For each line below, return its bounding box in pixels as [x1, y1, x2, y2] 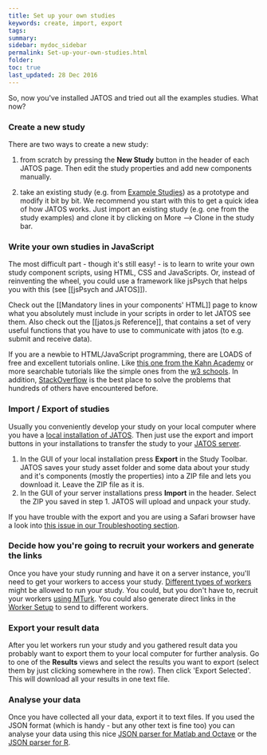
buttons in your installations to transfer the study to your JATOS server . [8, 438, 241, 448]
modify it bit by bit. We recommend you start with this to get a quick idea [19, 196, 259, 205]
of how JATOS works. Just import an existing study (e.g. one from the [19, 204, 249, 214]
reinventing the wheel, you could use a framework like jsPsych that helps [8, 276, 248, 286]
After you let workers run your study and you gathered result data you [8, 640, 238, 650]
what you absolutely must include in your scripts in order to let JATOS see [8, 309, 251, 318]
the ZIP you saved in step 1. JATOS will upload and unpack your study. [19, 496, 251, 506]
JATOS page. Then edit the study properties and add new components [19, 163, 253, 172]
